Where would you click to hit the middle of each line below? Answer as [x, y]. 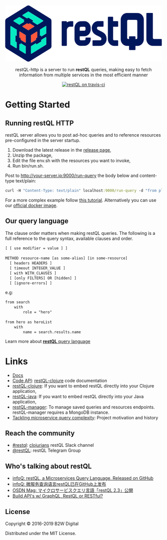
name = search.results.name [52, 332]
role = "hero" [38, 312]
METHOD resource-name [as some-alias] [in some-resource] [66, 258]
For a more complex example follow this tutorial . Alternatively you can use [81, 200]
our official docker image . [32, 205]
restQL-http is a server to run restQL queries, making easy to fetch [83, 70]
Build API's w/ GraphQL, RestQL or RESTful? [58, 496]
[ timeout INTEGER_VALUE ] [38, 268]
